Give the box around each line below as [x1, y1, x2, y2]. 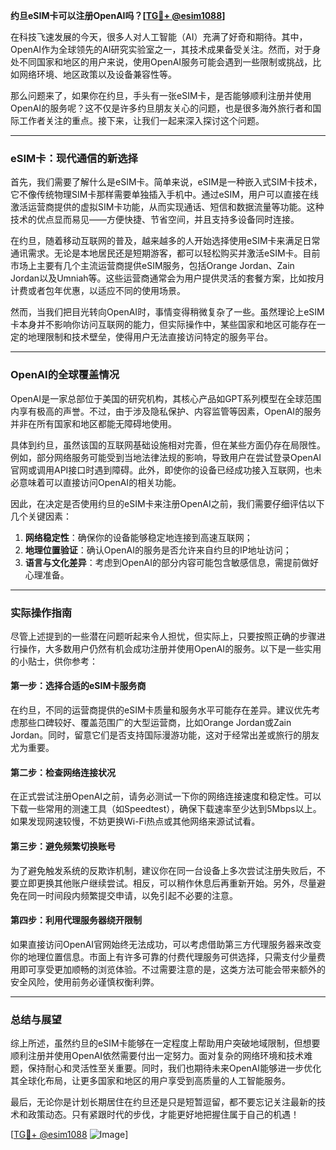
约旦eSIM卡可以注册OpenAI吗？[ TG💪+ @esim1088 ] [10, 10, 226, 21]
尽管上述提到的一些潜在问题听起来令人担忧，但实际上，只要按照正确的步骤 [10, 630, 317, 642]
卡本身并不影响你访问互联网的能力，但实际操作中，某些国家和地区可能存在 [10, 319, 317, 331]
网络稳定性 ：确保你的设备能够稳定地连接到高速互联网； [24, 531, 253, 543]
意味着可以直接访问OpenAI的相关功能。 [18, 476, 182, 488]
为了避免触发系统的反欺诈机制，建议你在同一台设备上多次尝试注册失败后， [10, 864, 317, 876]
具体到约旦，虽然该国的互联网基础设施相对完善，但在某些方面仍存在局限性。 [10, 439, 326, 451]
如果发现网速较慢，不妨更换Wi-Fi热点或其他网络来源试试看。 [10, 815, 261, 828]
